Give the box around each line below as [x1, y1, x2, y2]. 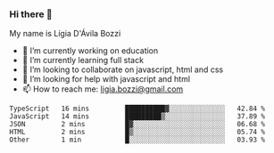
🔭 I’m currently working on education [21, 45, 159, 56]
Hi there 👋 [9, 8, 54, 20]
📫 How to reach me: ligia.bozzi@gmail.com [21, 84, 184, 94]
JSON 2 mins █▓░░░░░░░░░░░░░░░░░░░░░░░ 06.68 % [9, 120, 266, 129]
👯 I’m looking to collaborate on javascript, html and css [21, 64, 224, 75]
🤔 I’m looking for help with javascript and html [21, 74, 190, 85]
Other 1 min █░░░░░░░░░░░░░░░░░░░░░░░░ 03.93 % [9, 135, 266, 145]
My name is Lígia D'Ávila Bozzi [9, 28, 121, 39]
